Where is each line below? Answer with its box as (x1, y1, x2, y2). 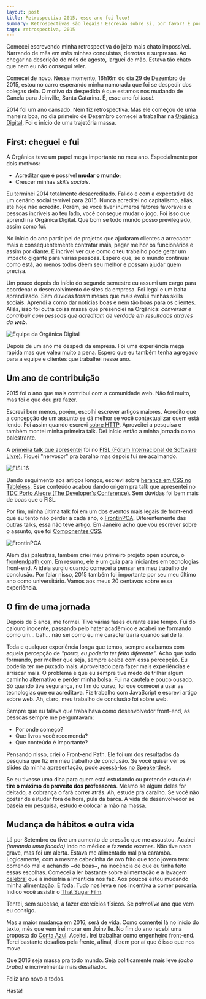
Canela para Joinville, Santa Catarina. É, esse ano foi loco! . (6, 94, 155, 101)
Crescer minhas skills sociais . (15, 178, 91, 186)
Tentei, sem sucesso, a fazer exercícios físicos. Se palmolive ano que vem (6, 900, 194, 907)
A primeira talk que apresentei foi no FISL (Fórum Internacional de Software (6, 446, 197, 453)
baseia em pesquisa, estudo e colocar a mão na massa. (6, 802, 147, 809)
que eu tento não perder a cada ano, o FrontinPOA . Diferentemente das (6, 514, 186, 521)
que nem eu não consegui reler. (6, 63, 87, 70)
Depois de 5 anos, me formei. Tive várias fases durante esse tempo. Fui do (6, 618, 196, 625)
